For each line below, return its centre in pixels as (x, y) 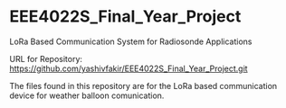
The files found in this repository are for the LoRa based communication (143, 85)
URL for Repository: (46, 58)
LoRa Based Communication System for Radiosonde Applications (131, 41)
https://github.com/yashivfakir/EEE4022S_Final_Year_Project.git (129, 68)
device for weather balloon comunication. (87, 95)
